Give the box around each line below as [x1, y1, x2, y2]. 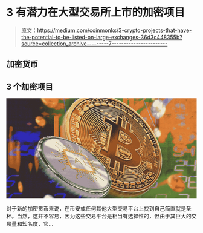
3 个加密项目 [6, 81, 53, 91]
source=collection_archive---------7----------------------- [21, 40, 168, 47]
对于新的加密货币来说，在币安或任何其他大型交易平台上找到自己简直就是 [6, 205, 186, 212]
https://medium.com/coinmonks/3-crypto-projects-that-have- [37, 27, 192, 34]
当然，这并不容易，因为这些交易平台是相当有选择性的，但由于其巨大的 [16, 212, 192, 220]
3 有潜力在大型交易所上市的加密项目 [6, 5, 185, 19]
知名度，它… [22, 220, 54, 228]
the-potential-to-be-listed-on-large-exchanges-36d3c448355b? [21, 33, 182, 41]
